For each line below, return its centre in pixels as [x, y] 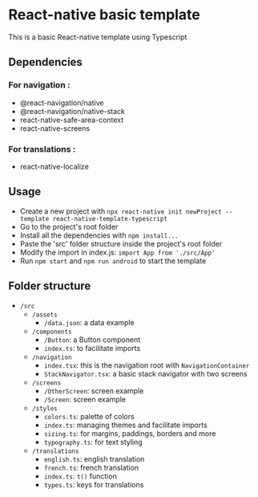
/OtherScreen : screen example [94, 390]
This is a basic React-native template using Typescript [98, 37]
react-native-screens [55, 128]
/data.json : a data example [89, 322]
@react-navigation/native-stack [73, 111]
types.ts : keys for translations [94, 484]
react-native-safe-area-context [72, 120]
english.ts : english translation [94, 458]
